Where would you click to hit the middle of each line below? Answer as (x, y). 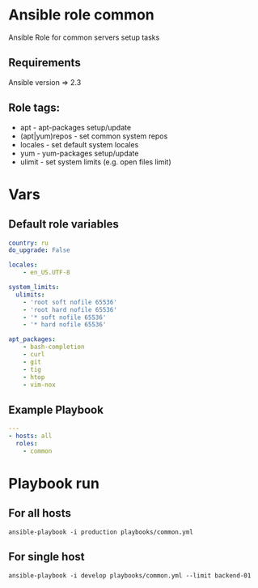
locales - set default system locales (79, 144)
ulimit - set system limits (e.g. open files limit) (95, 162)
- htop (34, 377)
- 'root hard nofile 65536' (70, 309)
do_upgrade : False (39, 250)
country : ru (28, 243)
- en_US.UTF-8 (47, 273)
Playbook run (54, 483)
